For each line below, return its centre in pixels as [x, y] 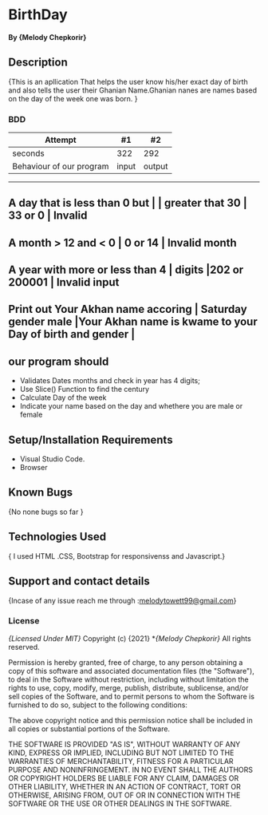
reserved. [24, 647]
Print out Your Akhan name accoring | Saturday [128, 309]
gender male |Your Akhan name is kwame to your [133, 322]
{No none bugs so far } [46, 512]
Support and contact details [79, 582]
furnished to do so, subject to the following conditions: [98, 705]
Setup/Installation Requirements [91, 439]
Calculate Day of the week [63, 398]
